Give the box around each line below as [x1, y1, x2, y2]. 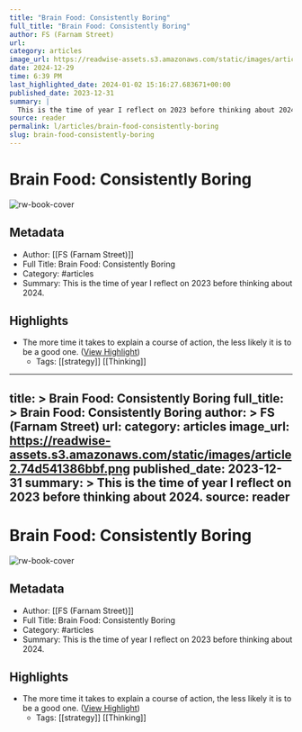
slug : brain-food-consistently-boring [9, 131, 155, 140]
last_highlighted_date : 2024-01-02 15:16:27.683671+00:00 [9, 80, 231, 89]
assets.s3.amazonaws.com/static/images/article [9, 447, 292, 462]
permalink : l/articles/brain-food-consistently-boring [9, 122, 219, 131]
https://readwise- [9, 433, 111, 448]
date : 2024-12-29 [9, 64, 75, 73]
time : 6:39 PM [9, 72, 63, 81]
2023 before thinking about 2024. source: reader [9, 489, 290, 504]
